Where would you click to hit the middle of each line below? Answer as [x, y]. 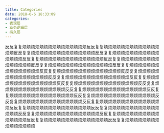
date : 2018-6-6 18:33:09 [30, 14]
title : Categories [24, 9]
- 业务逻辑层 [16, 28]
